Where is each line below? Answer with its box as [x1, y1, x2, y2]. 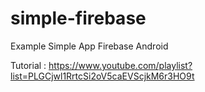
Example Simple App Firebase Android [10, 40, 169, 52]
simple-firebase [10, 7, 147, 30]
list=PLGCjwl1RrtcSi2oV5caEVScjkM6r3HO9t [10, 70, 195, 82]
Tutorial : [10, 59, 47, 71]
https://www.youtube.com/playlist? [48, 59, 193, 71]
